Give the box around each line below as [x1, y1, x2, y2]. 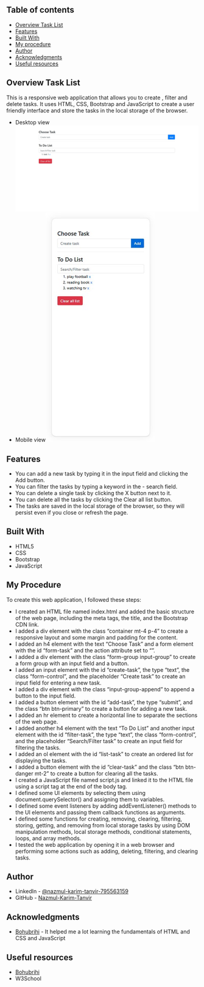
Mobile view [15, 436, 46, 444]
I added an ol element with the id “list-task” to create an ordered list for [15, 750, 194, 758]
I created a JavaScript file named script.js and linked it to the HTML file [15, 776, 194, 783]
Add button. [15, 477, 46, 483]
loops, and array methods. [15, 835, 82, 842]
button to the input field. [15, 692, 76, 699]
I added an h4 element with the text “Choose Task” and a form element [15, 640, 194, 647]
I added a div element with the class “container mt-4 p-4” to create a [15, 627, 188, 635]
